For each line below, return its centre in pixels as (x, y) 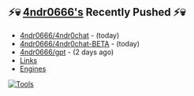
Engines (33, 68)
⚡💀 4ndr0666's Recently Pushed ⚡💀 (97, 12)
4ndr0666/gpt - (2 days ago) (67, 52)
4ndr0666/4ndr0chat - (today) (69, 35)
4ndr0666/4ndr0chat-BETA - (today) (80, 43)
